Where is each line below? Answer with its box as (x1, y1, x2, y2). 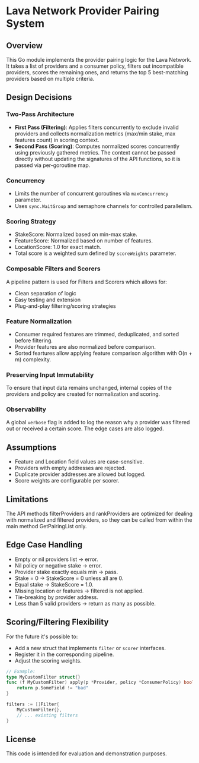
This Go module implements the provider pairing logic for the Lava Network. (6, 56, 192, 63)
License (6, 734, 36, 744)
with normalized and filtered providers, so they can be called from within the (6, 516, 192, 524)
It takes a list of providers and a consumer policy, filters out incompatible (6, 62, 184, 70)
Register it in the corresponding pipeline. (14, 651, 114, 658)
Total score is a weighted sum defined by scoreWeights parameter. (14, 250, 176, 257)
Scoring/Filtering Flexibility (6, 617, 109, 628)
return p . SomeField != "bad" (17, 685, 89, 691)
